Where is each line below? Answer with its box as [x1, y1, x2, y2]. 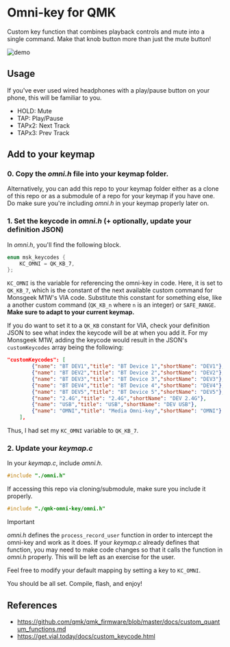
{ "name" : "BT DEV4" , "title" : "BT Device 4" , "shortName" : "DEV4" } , [31, 382, 225, 389]
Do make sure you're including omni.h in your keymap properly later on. [7, 199, 209, 207]
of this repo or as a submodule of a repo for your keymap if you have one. [7, 192, 216, 200]
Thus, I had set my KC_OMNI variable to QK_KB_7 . [7, 427, 139, 435]
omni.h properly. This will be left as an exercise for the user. [7, 553, 176, 561]
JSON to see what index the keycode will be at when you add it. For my [7, 329, 208, 337]
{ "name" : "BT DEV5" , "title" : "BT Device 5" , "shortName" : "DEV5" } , [31, 388, 225, 395]
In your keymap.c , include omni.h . [7, 459, 103, 467]
